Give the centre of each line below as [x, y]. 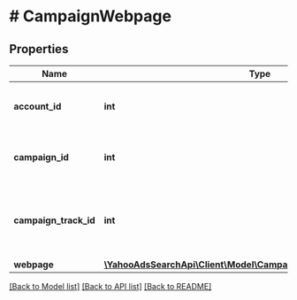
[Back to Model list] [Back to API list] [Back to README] [110, 286]
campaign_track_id [54, 220]
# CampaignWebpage [91, 16]
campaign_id [41, 157]
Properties [39, 49]
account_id [38, 106]
